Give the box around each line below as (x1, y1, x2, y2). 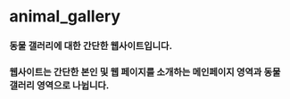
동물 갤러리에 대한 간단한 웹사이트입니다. (9, 40, 172, 53)
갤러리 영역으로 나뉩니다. (9, 79, 110, 92)
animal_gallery (9, 6, 121, 27)
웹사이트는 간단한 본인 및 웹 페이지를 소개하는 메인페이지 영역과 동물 (9, 66, 281, 78)
